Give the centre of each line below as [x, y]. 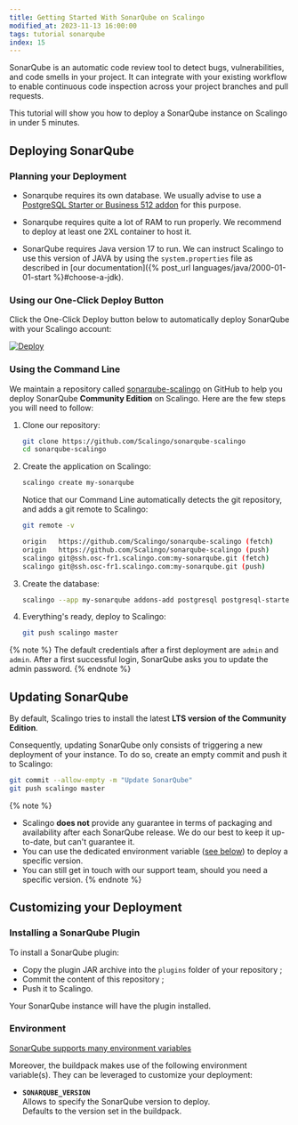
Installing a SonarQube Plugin [75, 933]
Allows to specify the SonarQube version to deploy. [116, 1101]
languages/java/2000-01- [239, 267]
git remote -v [48, 526]
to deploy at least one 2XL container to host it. [107, 231]
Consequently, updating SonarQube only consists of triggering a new [136, 745]
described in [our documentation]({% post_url [106, 267]
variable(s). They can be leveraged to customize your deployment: [131, 1074]
